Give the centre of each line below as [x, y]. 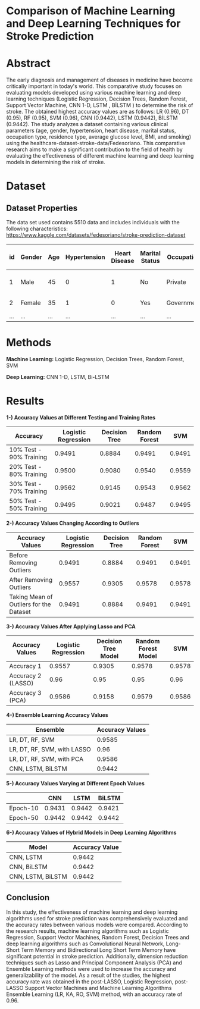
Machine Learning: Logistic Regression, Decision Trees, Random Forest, [95, 359]
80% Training [28, 474]
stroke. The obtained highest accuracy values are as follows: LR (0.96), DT [98, 112]
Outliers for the [30, 604]
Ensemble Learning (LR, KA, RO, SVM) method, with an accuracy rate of [94, 994]
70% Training [28, 491]
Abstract [28, 63]
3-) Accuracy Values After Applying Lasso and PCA [71, 626]
